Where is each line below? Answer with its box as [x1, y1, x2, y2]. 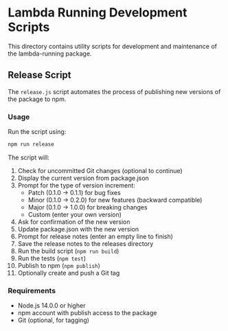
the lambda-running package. [8, 49, 92, 58]
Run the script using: [8, 128, 67, 136]
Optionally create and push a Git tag [17, 269, 120, 277]
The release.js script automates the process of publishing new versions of [8, 87, 221, 95]
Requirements [8, 286, 56, 295]
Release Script [8, 69, 71, 81]
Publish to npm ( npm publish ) [17, 261, 100, 269]
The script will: [8, 153, 50, 161]
